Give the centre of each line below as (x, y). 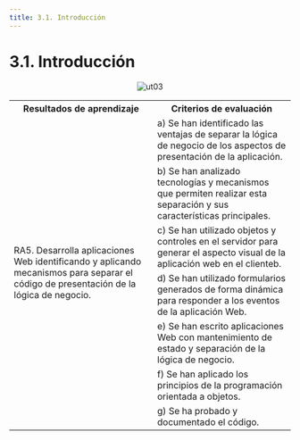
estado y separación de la (212, 348)
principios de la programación (220, 385)
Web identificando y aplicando (78, 262)
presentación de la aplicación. (220, 156)
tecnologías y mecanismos (213, 182)
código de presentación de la (75, 284)
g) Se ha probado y (198, 411)
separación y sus (193, 204)
